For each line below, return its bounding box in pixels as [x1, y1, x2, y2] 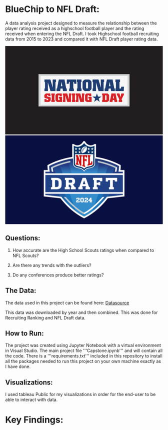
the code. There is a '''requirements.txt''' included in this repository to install [5, 353, 162, 359]
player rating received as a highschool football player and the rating [5, 25, 144, 31]
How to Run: [5, 329, 44, 337]
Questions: [5, 234, 40, 242]
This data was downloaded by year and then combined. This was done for [5, 309, 158, 315]
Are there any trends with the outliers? [12, 262, 91, 268]
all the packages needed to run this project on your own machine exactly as [5, 358, 161, 364]
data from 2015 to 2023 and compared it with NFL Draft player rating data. [5, 36, 158, 42]
